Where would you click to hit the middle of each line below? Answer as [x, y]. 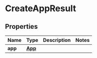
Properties [21, 27]
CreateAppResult [41, 9]
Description [57, 40]
